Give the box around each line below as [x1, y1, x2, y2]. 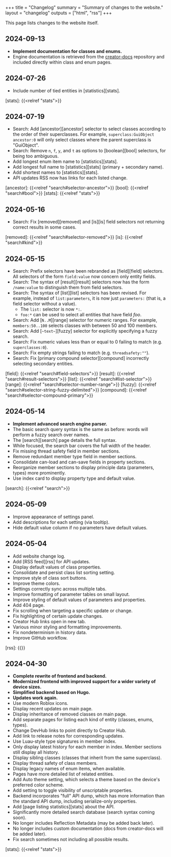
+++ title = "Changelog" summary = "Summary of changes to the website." [5, 5, 163, 10]
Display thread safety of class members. [12, 760, 98, 766]
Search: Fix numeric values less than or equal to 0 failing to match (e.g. [12, 339, 162, 345]
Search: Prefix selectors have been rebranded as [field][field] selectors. [12, 268, 164, 274]
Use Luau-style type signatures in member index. [12, 738, 116, 745]
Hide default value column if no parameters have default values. [12, 524, 148, 530]
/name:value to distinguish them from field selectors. [12, 284, 124, 291]
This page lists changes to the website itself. [5, 20, 99, 26]
